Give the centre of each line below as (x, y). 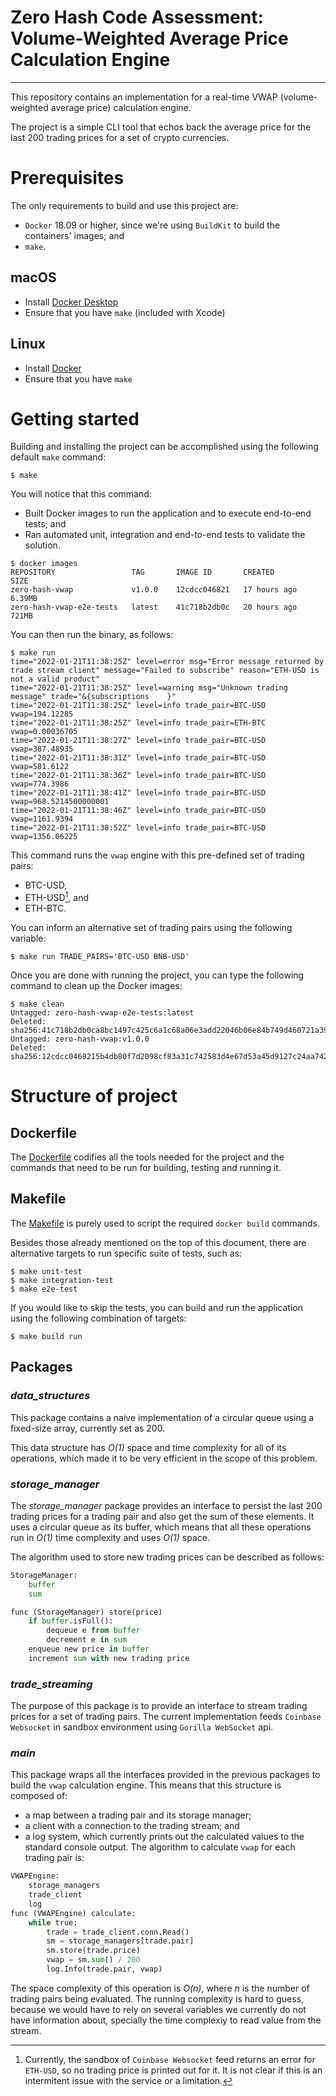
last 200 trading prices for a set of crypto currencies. (120, 137)
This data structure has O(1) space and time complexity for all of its (148, 1447)
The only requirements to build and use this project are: (124, 205)
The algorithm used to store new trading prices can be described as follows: (167, 1557)
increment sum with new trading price (109, 1658)
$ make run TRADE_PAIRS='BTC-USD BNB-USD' (100, 957)
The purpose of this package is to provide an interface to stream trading (159, 1706)
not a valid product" (55, 679)
